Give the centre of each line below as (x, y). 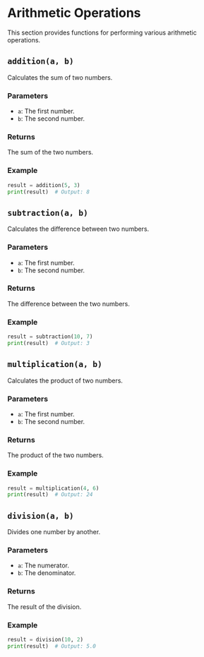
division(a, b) (41, 516)
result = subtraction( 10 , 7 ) (50, 337)
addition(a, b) (41, 61)
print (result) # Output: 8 (49, 192)
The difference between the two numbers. (69, 303)
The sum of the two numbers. (50, 152)
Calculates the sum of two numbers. (60, 77)
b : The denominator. (47, 573)
